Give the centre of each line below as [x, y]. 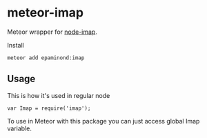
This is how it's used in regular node [59, 95]
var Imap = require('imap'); [49, 108]
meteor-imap [46, 13]
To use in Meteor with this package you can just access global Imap [103, 121]
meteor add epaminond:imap [46, 58]
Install [16, 45]
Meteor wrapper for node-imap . [52, 32]
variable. [20, 128]
